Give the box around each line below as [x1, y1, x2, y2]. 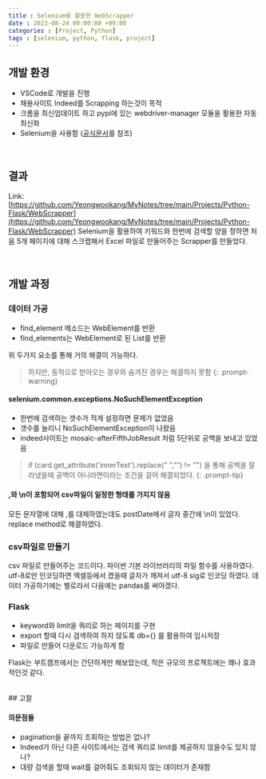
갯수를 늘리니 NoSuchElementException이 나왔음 [19, 423, 177, 433]
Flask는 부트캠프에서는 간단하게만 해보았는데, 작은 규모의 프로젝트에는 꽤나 [8, 657, 241, 667]
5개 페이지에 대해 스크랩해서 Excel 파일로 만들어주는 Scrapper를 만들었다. [16, 236, 248, 246]
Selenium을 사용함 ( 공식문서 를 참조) [19, 129, 133, 138]
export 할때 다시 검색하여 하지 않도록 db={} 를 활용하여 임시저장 [19, 630, 220, 640]
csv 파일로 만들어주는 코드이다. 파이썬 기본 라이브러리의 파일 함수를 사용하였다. [8, 561, 254, 570]
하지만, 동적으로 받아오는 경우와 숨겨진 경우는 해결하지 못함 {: [27, 367, 219, 377]
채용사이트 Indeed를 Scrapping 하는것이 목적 [19, 98, 162, 108]
